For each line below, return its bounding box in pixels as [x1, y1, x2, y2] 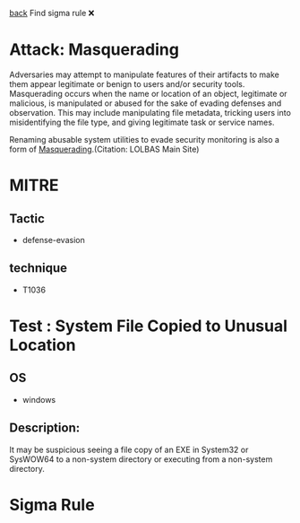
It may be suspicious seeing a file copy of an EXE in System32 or [9, 444, 249, 455]
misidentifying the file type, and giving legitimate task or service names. [9, 117, 275, 127]
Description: [9, 421, 81, 436]
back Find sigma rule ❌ [9, 8, 95, 18]
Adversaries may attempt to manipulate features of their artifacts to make [9, 69, 279, 80]
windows [21, 394, 56, 405]
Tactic [9, 211, 45, 226]
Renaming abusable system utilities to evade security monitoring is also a [9, 134, 280, 144]
